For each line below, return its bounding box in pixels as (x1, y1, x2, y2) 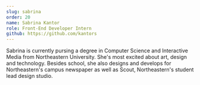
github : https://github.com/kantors (6, 31, 97, 37)
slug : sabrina (6, 8, 42, 15)
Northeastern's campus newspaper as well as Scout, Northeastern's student (6, 66, 194, 73)
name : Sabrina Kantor (6, 20, 60, 26)
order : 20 (6, 14, 31, 20)
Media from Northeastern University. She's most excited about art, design (6, 53, 187, 61)
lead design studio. (6, 73, 54, 80)
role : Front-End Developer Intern (6, 25, 92, 32)
